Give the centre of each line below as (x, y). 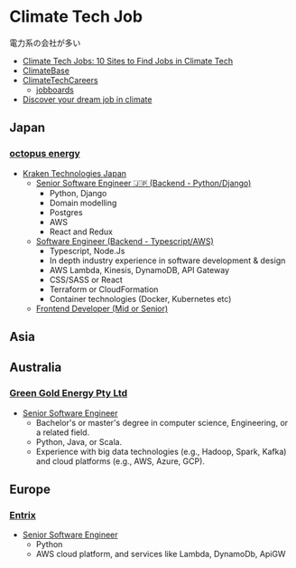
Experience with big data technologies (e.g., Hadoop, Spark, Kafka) (161, 451)
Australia (36, 368)
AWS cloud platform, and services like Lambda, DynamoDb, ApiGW (161, 554)
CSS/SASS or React (86, 279)
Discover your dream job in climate (87, 99)
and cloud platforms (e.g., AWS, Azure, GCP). (120, 461)
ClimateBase (46, 71)
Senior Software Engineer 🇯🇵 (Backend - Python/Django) (143, 183)
